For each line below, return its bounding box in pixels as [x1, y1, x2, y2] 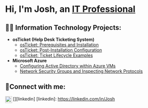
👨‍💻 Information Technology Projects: [5, 23, 122, 32]
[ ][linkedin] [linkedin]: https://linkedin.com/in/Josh [13, 96, 115, 102]
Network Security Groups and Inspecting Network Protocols [19, 68, 143, 74]
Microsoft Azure [12, 58, 47, 63]
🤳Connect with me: [5, 83, 66, 91]
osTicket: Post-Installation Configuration [19, 47, 102, 53]
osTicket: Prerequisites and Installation [19, 42, 99, 48]
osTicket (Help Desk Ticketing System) [12, 36, 95, 42]
